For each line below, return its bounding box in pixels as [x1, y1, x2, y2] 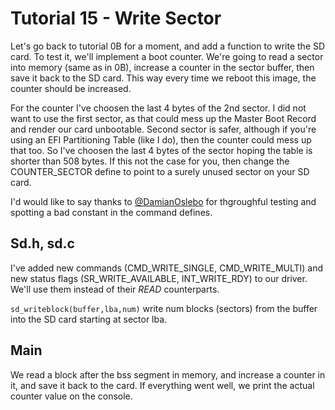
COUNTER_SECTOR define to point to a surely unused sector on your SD [10, 165, 310, 177]
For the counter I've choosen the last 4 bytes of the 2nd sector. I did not [10, 102, 307, 114]
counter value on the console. [10, 390, 133, 402]
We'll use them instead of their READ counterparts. [10, 283, 220, 295]
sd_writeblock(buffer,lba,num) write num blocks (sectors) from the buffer [10, 302, 318, 314]
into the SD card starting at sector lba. [10, 313, 168, 325]
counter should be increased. [10, 82, 132, 94]
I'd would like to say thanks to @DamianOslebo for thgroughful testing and [10, 195, 317, 207]
